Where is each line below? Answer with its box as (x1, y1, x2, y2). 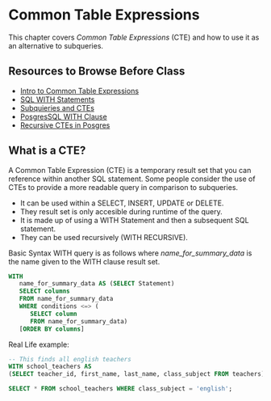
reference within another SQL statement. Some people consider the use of (8, 174, 256, 184)
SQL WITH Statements (19, 95, 95, 104)
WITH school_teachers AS (8, 362, 92, 371)
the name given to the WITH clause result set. (8, 256, 161, 266)
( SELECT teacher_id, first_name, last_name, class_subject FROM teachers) (8, 370, 265, 378)
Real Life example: (8, 340, 70, 349)
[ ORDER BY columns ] (19, 325, 85, 333)
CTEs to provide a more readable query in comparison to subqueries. (8, 182, 239, 192)
